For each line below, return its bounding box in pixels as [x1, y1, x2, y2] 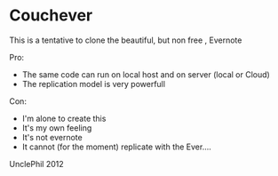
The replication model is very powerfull [21, 78, 166, 89]
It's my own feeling [21, 122, 92, 133]
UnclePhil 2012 [9, 158, 64, 169]
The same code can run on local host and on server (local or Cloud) [21, 68, 271, 80]
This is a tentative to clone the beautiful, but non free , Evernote [9, 35, 242, 45]
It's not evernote [21, 132, 83, 142]
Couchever [9, 5, 93, 26]
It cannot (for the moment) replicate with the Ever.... [21, 141, 211, 152]
